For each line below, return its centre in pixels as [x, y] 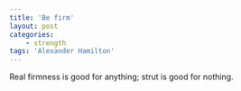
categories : [32, 34]
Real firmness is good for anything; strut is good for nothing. [121, 77]
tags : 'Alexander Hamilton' [62, 51]
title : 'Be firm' [42, 18]
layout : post [34, 26]
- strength [46, 43]
